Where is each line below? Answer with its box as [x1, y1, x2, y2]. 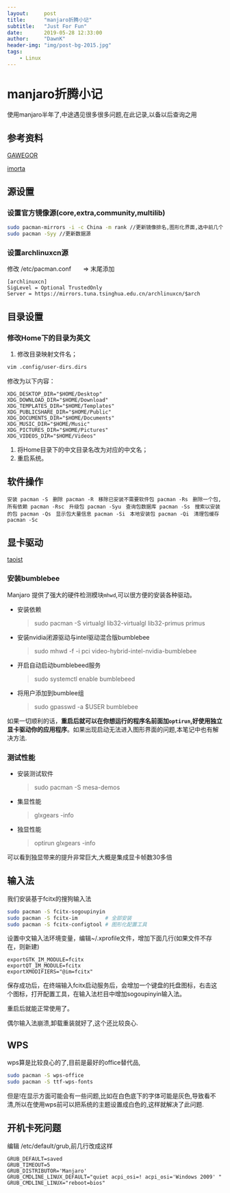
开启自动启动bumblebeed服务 [16, 661, 101, 669]
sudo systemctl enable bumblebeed [34, 675, 136, 683]
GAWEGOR [7, 151, 38, 159]
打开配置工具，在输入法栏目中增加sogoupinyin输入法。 [30, 990, 186, 998]
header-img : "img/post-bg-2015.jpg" [7, 42, 112, 49]
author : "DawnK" [7, 36, 66, 43]
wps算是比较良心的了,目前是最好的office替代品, [7, 1059, 141, 1067]
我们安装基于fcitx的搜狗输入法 [7, 894, 92, 902]
